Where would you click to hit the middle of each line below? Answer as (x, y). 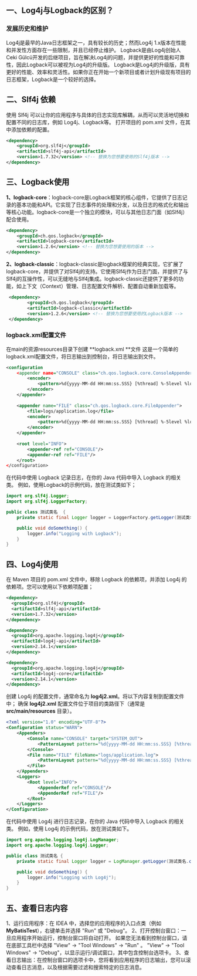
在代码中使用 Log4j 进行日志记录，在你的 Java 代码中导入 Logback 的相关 (95, 821)
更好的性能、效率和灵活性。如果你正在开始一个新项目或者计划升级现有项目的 (98, 72)
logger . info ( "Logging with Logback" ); (74, 533)
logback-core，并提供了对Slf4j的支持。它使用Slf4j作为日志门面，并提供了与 (97, 272)
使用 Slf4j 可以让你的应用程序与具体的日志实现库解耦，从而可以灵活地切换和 (98, 115)
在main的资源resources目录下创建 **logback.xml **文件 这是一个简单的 (92, 349)
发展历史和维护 (27, 29)
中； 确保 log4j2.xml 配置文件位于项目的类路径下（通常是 (76, 704)
